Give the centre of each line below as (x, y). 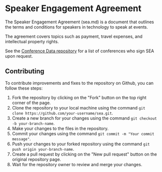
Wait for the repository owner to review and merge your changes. (77, 164)
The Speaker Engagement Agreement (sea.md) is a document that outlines (80, 22)
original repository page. (37, 159)
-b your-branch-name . (33, 123)
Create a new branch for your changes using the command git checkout (84, 118)
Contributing (25, 71)
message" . (22, 139)
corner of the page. (31, 103)
